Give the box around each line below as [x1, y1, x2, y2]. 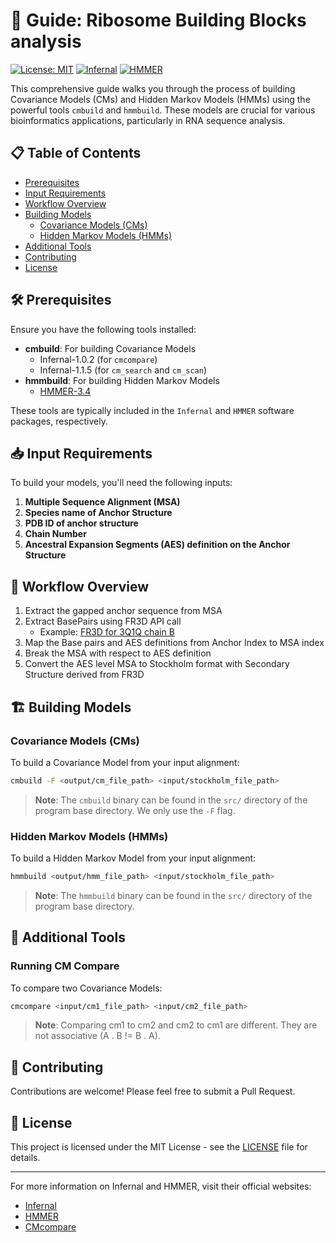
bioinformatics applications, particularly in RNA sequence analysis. [10, 114, 286, 126]
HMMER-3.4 [39, 385, 92, 397]
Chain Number [24, 528, 87, 540]
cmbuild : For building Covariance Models [24, 342, 197, 354]
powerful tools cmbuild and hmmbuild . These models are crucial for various [10, 104, 316, 116]
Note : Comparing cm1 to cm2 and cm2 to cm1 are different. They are [34, 1019, 318, 1031]
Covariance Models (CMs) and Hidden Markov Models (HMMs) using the [10, 93, 311, 105]
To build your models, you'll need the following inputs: [10, 477, 233, 489]
